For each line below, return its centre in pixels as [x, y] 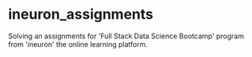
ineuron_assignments [81, 14]
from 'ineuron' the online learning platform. [78, 44]
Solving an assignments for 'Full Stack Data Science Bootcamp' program [126, 36]
